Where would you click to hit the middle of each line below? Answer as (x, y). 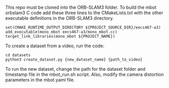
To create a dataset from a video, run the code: (55, 46)
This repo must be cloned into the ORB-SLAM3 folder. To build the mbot (81, 7)
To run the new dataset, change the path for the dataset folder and (75, 69)
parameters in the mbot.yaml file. (40, 80)
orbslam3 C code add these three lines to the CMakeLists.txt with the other (84, 13)
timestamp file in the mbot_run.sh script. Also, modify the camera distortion (85, 74)
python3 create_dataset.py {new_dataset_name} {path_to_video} (74, 60)
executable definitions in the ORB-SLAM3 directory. (59, 18)
